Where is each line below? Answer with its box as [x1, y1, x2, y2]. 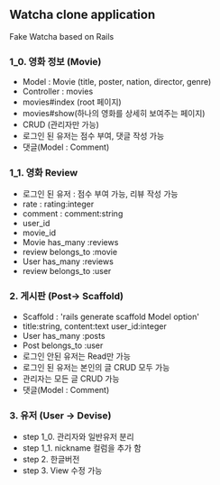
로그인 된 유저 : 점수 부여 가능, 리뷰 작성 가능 [22, 188, 179, 199]
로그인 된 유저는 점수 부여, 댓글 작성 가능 [22, 131, 165, 142]
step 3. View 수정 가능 [22, 465, 103, 476]
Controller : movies [22, 86, 94, 97]
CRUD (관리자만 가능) [22, 119, 99, 130]
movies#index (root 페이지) [22, 96, 122, 107]
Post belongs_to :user [22, 340, 104, 351]
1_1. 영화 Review [9, 167, 78, 179]
